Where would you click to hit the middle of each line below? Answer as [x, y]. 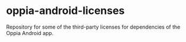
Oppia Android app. [30, 33]
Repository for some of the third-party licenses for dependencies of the [93, 27]
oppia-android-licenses [66, 11]
